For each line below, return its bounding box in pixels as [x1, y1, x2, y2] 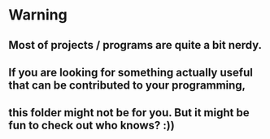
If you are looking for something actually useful [8, 65, 254, 79]
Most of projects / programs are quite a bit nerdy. [8, 38, 263, 52]
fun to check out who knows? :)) [8, 119, 175, 132]
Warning [8, 6, 67, 24]
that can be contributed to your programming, [8, 78, 246, 92]
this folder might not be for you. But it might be [8, 106, 250, 119]
